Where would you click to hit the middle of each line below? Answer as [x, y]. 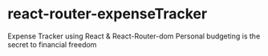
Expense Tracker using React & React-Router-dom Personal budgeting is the [134, 36]
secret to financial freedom [52, 44]
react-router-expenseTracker [108, 14]
